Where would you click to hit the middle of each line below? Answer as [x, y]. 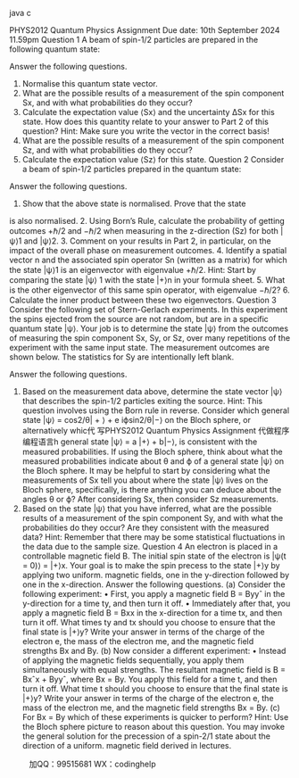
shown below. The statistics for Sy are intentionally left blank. [122, 357]
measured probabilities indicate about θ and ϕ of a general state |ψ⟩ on [153, 461]
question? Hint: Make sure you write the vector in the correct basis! [146, 131]
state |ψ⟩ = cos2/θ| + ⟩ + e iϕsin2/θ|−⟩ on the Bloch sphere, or [137, 420]
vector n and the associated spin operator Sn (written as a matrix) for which [148, 260]
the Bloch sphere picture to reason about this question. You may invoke [154, 727]
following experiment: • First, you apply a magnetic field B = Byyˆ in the [154, 594]
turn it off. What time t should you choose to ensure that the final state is [155, 689]
